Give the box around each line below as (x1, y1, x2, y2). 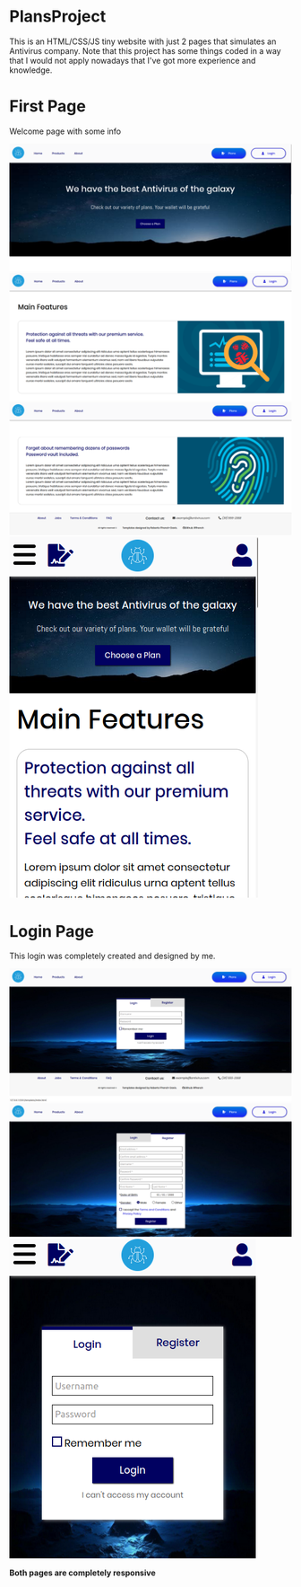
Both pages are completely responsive (9, 1567, 156, 1578)
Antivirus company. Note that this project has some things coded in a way (9, 45, 281, 56)
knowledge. (9, 65, 53, 75)
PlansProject (9, 6, 107, 27)
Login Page (9, 921, 94, 941)
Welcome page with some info (9, 126, 122, 137)
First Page (9, 96, 87, 117)
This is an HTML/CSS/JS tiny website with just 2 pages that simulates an (9, 36, 277, 47)
